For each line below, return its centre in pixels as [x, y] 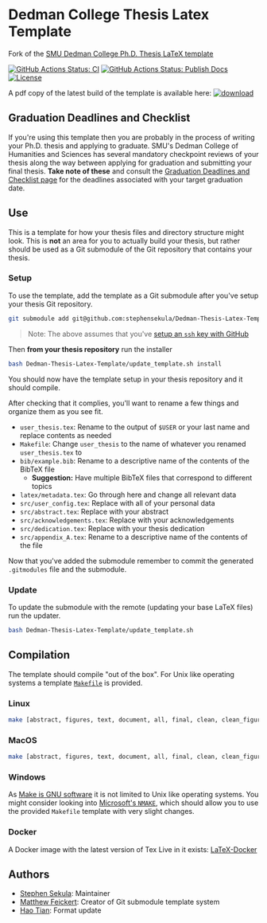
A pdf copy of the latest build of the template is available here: [110, 92]
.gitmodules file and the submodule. [68, 569]
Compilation [39, 655]
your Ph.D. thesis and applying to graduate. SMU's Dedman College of [123, 146]
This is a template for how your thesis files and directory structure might [126, 232]
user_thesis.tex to [50, 452]
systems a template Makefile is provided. [75, 682]
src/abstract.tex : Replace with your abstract [94, 511]
